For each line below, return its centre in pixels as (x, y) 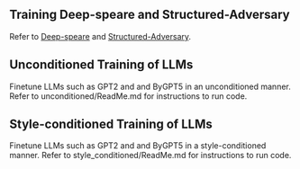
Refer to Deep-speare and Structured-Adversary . (100, 36)
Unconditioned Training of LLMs (101, 65)
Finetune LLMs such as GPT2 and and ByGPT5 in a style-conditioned (138, 146)
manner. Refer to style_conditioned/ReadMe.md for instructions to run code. (150, 156)
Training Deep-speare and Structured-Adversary (150, 15)
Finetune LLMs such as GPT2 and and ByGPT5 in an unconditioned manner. (150, 86)
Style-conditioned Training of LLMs (111, 125)
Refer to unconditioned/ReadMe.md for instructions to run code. (128, 96)
